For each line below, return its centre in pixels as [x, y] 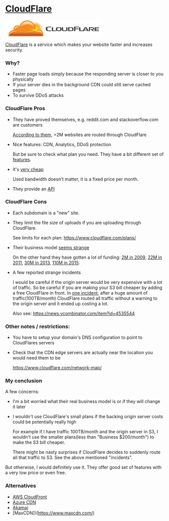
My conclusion [24, 381]
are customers [27, 125]
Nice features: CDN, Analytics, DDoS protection [62, 144]
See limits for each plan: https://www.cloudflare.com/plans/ [74, 238]
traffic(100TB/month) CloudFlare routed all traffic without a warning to [85, 298]
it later [19, 407]
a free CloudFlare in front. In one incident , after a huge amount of [80, 293]
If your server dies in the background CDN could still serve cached [81, 85]
